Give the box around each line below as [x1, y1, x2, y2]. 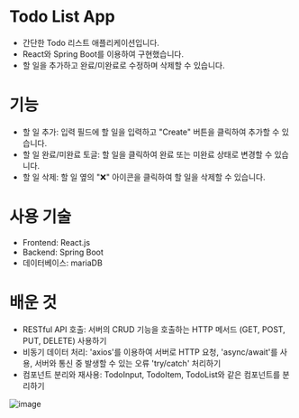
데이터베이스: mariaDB [22, 257, 104, 268]
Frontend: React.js [22, 237, 91, 247]
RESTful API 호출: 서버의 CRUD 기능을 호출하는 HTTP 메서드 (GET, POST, [22, 323, 285, 335]
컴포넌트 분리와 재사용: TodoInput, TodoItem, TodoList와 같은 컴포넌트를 [22, 368, 281, 380]
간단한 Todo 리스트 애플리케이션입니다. [22, 37, 160, 48]
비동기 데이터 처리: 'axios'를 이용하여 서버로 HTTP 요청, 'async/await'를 [22, 346, 278, 358]
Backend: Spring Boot [22, 246, 104, 257]
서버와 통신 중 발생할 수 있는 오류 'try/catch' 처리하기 [34, 358, 222, 368]
